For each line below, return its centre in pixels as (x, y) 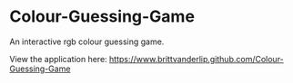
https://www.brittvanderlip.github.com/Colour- (196, 59)
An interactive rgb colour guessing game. (87, 41)
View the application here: (58, 59)
